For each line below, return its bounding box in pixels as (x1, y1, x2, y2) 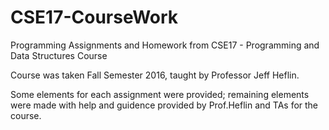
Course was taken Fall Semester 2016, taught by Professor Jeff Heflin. (10, 69, 300, 81)
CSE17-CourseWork (10, 6, 179, 29)
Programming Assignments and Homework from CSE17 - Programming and (10, 39, 320, 51)
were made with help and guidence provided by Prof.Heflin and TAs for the (10, 99, 319, 111)
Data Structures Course (10, 49, 108, 61)
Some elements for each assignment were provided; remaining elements (10, 88, 310, 100)
